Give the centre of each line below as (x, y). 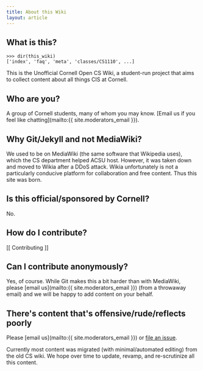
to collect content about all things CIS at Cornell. (67, 79)
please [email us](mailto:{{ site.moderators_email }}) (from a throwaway (96, 288)
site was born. (24, 179)
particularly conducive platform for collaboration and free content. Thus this (101, 173)
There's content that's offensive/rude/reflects (96, 313)
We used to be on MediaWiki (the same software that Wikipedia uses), (94, 154)
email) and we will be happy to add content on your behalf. (80, 294)
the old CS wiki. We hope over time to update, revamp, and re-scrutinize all (101, 356)
